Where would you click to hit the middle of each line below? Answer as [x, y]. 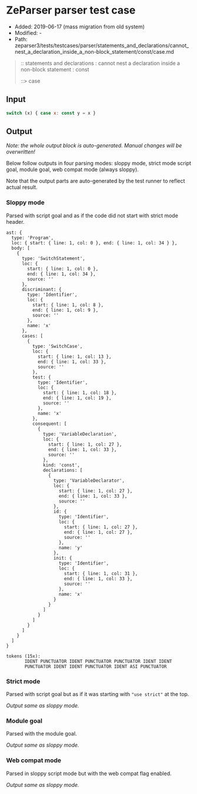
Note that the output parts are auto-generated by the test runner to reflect [96, 181]
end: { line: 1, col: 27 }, [98, 532]
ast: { [14, 233]
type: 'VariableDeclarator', [89, 481]
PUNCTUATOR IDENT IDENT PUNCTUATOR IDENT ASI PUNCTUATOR [96, 666]
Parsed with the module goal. [42, 734]
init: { [63, 558]
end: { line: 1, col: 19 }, [77, 398]
